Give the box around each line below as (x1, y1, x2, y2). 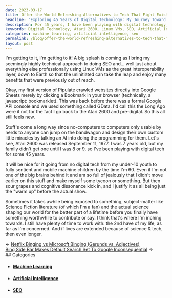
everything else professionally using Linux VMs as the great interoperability (5, 66, 164, 72)
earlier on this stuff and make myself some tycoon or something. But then (5, 177, 160, 184)
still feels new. (5, 114, 35, 120)
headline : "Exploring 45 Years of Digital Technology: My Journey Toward (5, 17, 166, 22)
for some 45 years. (5, 151, 46, 157)
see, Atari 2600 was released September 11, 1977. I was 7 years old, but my (5, 140, 164, 146)
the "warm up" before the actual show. (5, 188, 87, 194)
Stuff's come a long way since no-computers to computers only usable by (5, 124, 162, 130)
